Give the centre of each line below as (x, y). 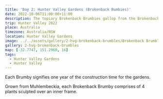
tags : (10, 54)
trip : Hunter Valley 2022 (31, 23)
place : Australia (23, 28)
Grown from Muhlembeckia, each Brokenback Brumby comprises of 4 (75, 86)
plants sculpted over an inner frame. (41, 92)
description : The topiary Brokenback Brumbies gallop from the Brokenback (82, 18)
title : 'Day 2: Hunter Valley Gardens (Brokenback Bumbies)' (68, 9)
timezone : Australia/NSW (30, 32)
